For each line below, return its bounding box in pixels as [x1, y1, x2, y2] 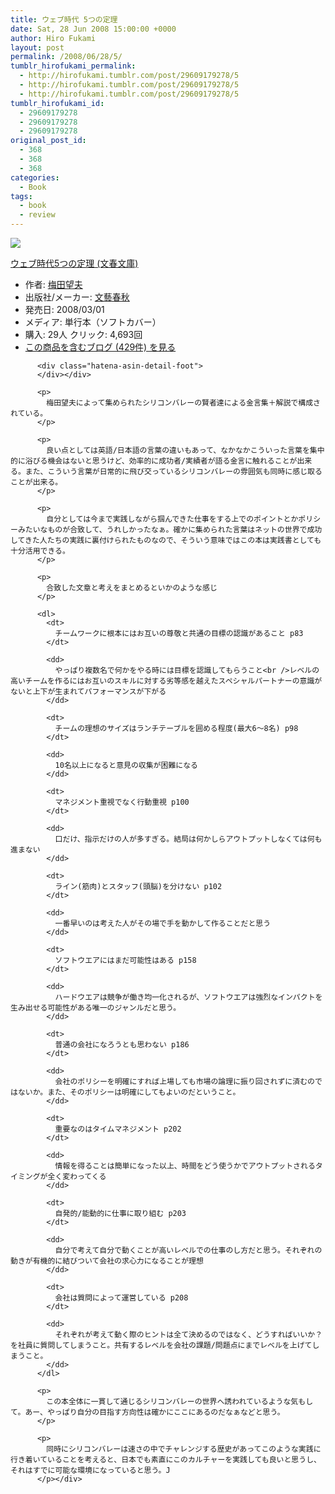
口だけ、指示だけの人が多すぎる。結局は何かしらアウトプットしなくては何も [54, 834, 323, 844]
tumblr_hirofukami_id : [10, 98, 105, 108]
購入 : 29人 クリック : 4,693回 [24, 329, 143, 340]
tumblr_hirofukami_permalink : [10, 61, 137, 71]
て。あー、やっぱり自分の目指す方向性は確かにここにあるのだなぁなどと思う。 [10, 1407, 285, 1417]
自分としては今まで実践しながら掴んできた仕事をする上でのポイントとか [46, 514, 299, 524]
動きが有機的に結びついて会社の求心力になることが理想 [10, 1256, 204, 1266]
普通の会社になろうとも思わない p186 [54, 1040, 190, 1050]
